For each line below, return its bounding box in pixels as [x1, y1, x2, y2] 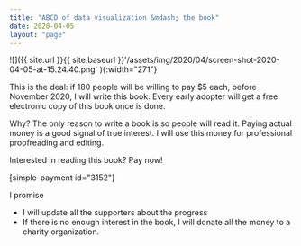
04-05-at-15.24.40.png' [9, 64, 98, 75]
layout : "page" [9, 30, 67, 39]
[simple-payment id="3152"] [9, 172, 115, 183]
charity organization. [22, 226, 100, 237]
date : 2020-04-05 [9, 22, 75, 31]
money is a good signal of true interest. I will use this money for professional [9, 128, 293, 139]
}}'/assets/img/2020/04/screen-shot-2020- [117, 55, 281, 66]
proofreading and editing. [9, 137, 105, 149]
